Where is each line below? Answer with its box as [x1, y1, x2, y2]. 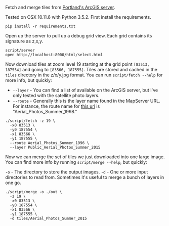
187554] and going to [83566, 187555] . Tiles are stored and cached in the [5, 67, 158, 72]
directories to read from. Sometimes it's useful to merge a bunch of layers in [5, 174, 164, 180]
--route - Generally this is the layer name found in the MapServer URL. [12, 98, 160, 104]
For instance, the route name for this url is [12, 103, 100, 109]
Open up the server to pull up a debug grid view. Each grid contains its [5, 33, 152, 38]
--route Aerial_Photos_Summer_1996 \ [10, 141, 90, 146]
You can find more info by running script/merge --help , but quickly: [5, 159, 148, 165]
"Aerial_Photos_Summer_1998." [12, 109, 77, 114]
